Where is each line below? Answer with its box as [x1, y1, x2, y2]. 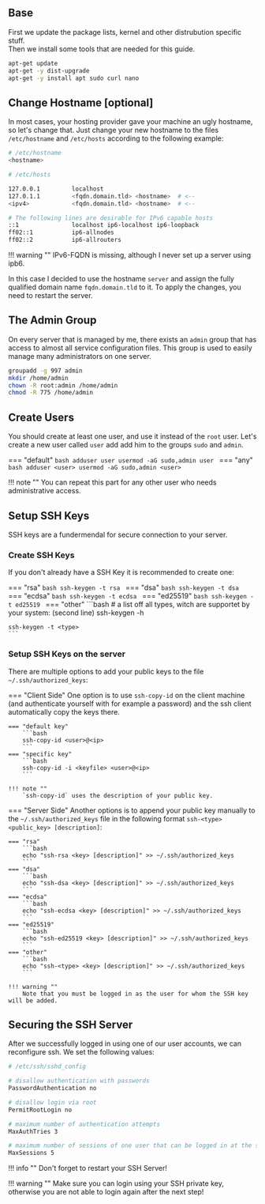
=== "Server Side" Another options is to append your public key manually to [8, 806, 256, 815]
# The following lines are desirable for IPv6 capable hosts [8, 213, 214, 222]
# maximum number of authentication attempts [8, 1120, 160, 1128]
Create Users [8, 410, 75, 424]
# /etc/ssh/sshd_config [8, 1062, 87, 1070]
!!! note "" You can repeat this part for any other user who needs [8, 477, 217, 487]
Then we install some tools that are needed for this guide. [8, 43, 196, 54]
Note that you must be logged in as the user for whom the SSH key [22, 990, 248, 998]
